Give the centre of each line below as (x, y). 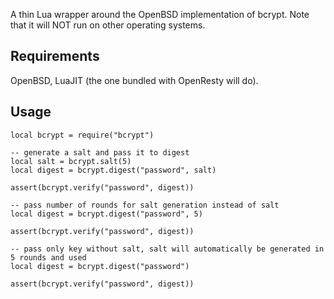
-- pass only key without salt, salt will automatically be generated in (167, 249)
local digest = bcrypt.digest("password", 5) (106, 214)
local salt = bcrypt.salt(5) (71, 161)
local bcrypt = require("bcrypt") (82, 135)
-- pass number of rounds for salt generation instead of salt (145, 205)
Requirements (55, 56)
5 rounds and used (48, 257)
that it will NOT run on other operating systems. (108, 25)
